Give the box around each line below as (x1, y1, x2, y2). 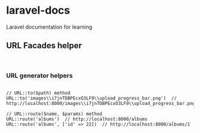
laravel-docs (6, 4, 70, 17)
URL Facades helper (6, 41, 82, 51)
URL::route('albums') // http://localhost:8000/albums (6, 116, 148, 122)
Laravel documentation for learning (6, 23, 92, 30)
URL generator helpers (6, 71, 73, 79)
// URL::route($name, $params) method (6, 111, 102, 117)
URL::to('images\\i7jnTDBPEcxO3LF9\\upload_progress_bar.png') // (6, 95, 177, 101)
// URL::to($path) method (6, 90, 70, 96)
